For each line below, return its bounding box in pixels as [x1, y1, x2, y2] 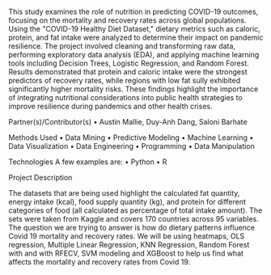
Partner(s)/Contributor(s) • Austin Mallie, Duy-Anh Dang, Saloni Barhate [8, 117, 248, 126]
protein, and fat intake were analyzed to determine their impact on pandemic [8, 32, 264, 42]
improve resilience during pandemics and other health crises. [8, 101, 213, 111]
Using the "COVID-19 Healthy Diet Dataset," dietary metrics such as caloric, [8, 24, 260, 33]
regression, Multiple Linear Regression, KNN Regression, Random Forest [8, 240, 250, 249]
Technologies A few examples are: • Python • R [8, 157, 167, 167]
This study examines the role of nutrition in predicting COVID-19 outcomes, [8, 7, 259, 16]
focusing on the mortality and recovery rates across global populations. [8, 15, 247, 25]
